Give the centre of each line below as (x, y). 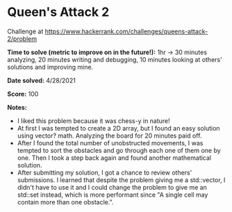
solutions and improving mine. (50, 67)
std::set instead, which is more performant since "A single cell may (113, 195)
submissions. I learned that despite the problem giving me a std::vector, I (121, 180)
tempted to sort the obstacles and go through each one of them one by (119, 150)
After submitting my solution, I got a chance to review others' (105, 172)
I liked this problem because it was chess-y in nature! (93, 121)
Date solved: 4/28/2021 (42, 80)
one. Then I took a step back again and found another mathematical (114, 158)
